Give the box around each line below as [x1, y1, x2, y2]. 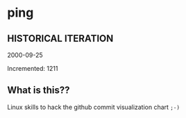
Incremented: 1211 [7, 65, 58, 72]
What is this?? [7, 85, 70, 96]
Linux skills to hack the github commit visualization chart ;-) [7, 103, 180, 111]
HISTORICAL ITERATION [7, 33, 114, 44]
